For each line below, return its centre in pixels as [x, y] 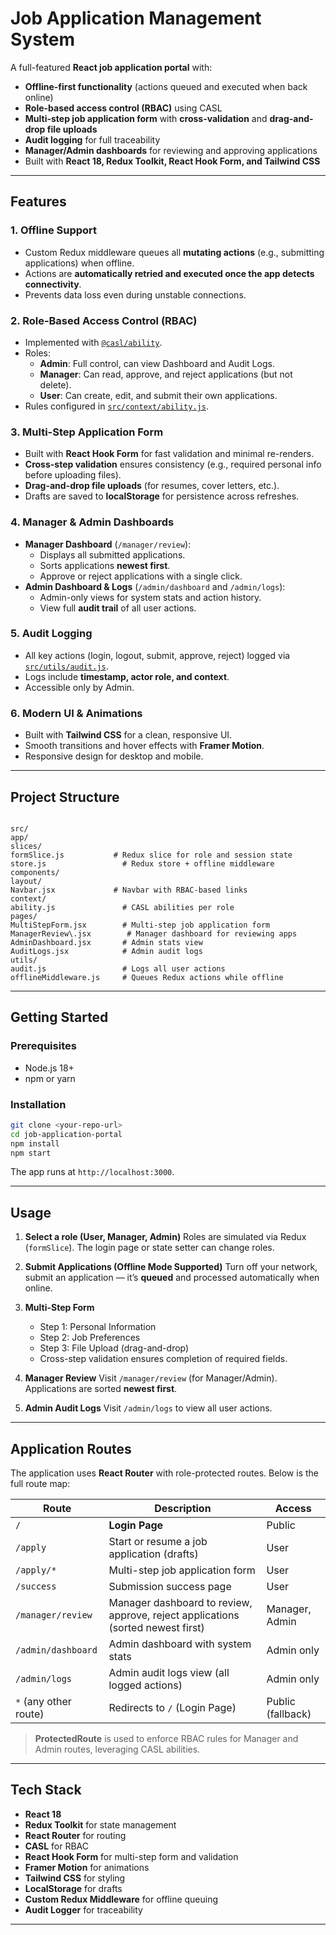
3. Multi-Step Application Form [87, 432]
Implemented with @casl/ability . [93, 342]
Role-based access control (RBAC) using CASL [123, 108]
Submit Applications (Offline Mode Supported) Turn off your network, [171, 1267]
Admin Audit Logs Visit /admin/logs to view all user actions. [148, 1408]
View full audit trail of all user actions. [118, 608]
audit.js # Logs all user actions [118, 968]
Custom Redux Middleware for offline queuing [121, 1899]
